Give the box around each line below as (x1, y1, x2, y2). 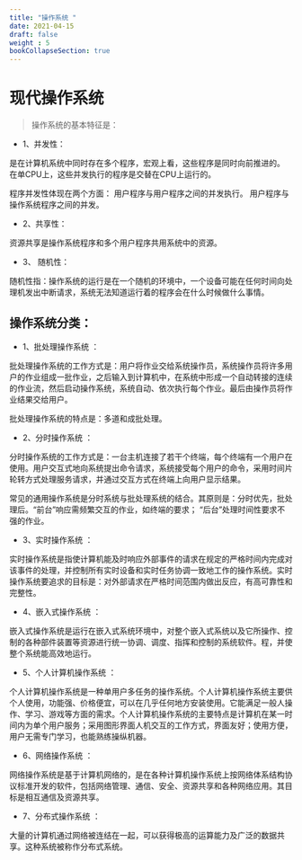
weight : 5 (9, 38, 50, 48)
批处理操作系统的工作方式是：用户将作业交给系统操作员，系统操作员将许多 (9, 360, 285, 371)
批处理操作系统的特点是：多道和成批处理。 (9, 412, 167, 423)
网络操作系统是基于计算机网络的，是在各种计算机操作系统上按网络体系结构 (9, 769, 285, 780)
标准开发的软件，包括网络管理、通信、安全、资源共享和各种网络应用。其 (16, 780, 285, 791)
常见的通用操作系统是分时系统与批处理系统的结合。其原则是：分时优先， (9, 492, 277, 503)
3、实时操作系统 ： (22, 534, 93, 545)
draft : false (9, 30, 58, 39)
